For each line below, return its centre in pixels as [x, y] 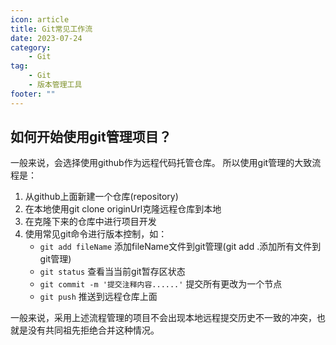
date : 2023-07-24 [46, 38]
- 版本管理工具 [55, 85]
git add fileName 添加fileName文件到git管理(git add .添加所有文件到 [180, 247]
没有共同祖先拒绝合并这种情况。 [93, 330]
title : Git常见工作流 [51, 29]
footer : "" [33, 94]
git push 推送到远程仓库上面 [98, 297]
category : [31, 47]
